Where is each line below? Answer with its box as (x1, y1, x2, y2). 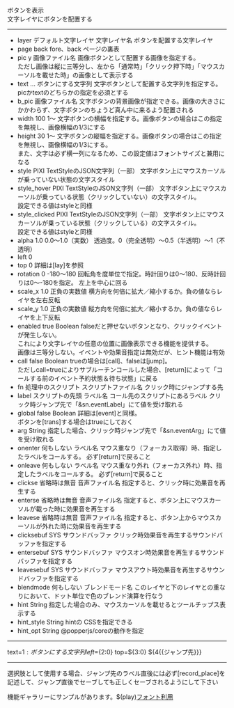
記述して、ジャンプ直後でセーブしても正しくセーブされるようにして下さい (7, 678, 219, 686)
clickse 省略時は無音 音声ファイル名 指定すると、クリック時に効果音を (17, 479, 220, 487)
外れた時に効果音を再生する (41, 522, 122, 530)
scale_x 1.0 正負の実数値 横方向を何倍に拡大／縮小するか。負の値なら (17, 288, 217, 295)
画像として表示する (78, 71, 134, 79)
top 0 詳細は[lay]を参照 (17, 261, 84, 269)
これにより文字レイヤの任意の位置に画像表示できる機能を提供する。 (17, 340, 212, 347)
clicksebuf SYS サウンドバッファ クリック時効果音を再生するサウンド (17, 531, 217, 539)
